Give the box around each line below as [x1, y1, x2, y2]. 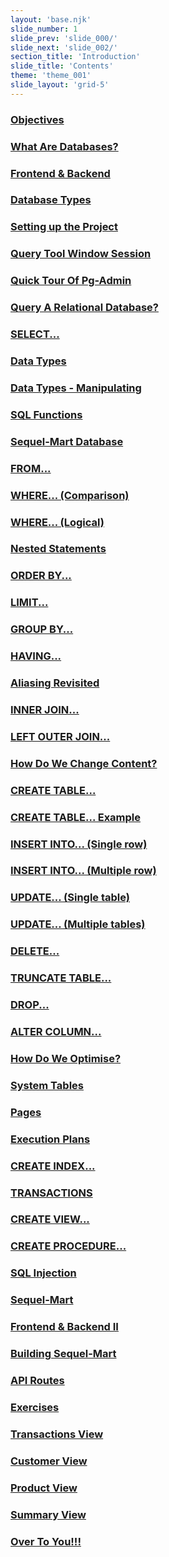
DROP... [10, 998, 50, 1012]
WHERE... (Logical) [10, 515, 105, 529]
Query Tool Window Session [10, 247, 152, 261]
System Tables [10, 1078, 84, 1092]
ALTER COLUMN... [10, 1025, 102, 1039]
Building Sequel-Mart [10, 1347, 117, 1361]
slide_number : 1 [10, 24, 78, 34]
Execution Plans [10, 1132, 91, 1146]
